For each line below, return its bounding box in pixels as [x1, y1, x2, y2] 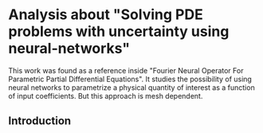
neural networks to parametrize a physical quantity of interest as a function [8, 82, 255, 92]
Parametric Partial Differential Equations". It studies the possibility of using [8, 74, 253, 84]
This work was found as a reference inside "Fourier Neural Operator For [8, 65, 244, 75]
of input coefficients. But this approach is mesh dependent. [8, 91, 203, 100]
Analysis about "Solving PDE [8, 6, 203, 24]
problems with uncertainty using [8, 22, 230, 41]
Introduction [8, 114, 72, 128]
